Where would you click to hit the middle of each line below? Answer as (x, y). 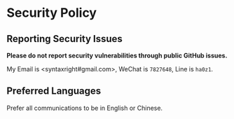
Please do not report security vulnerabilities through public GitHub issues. (117, 55)
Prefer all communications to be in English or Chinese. (84, 108)
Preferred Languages (54, 91)
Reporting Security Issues (65, 39)
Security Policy (52, 13)
